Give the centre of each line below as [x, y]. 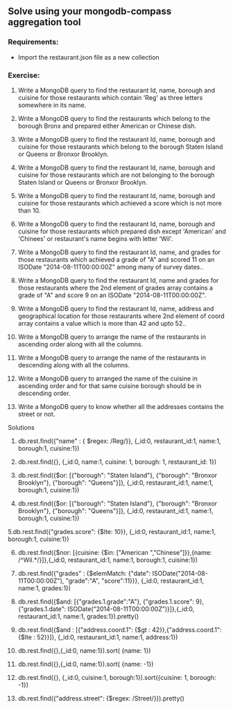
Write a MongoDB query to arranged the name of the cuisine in [108, 378]
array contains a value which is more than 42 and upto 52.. [102, 323]
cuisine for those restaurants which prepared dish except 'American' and [122, 231]
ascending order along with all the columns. [80, 344]
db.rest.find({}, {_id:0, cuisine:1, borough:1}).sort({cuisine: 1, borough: [117, 677]
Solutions [21, 427]
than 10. [29, 210]
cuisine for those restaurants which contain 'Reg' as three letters [110, 97]
